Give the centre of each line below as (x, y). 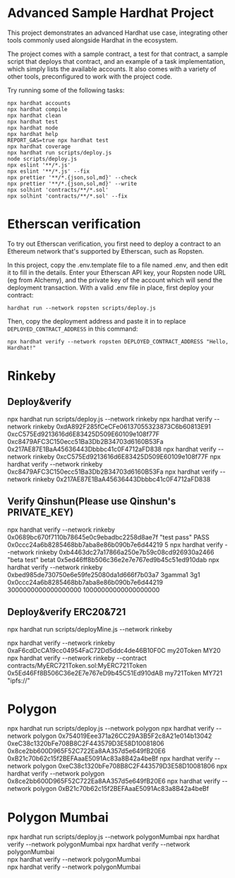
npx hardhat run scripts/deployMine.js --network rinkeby (90, 629)
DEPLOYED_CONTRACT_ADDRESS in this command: (73, 329)
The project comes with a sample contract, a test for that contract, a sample (117, 54)
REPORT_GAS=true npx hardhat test (58, 140)
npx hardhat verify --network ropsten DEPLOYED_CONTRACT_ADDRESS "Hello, (118, 341)
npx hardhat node (33, 128)
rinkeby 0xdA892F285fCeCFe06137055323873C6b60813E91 (122, 426)
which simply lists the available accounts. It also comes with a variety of (112, 69)
